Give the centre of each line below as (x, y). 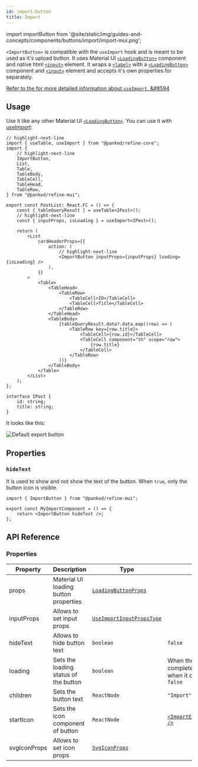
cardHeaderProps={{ (61, 242)
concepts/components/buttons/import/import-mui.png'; (74, 40)
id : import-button (29, 12)
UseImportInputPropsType (127, 618)
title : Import (24, 17)
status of (65, 674)
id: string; (31, 402)
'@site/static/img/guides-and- (106, 34)
